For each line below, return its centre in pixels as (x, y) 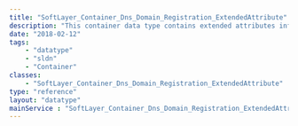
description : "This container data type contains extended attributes (142, 26)
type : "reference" (43, 91)
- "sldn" (41, 59)
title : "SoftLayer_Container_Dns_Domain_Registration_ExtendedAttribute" (149, 17)
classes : (25, 75)
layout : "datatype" (45, 100)
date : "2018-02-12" (45, 34)
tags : (19, 42)
